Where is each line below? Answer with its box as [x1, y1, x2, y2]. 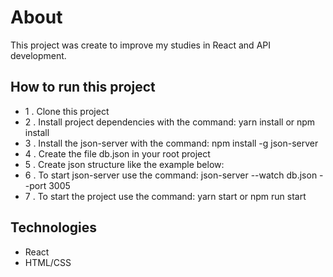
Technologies [10, 219, 98, 236]
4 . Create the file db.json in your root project [24, 147, 211, 160]
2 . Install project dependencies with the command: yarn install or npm [24, 116, 316, 128]
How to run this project [10, 79, 156, 96]
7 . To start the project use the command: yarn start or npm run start [24, 190, 307, 202]
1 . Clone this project [24, 105, 110, 117]
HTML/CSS [24, 256, 72, 268]
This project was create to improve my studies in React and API [10, 39, 271, 51]
